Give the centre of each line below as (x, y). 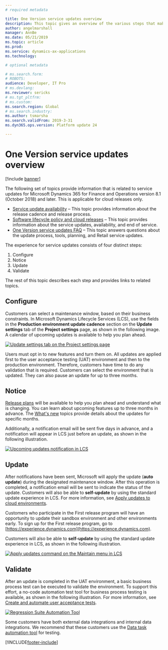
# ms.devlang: (20, 88)
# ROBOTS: (15, 79)
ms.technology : (21, 56)
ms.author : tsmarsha (27, 116)
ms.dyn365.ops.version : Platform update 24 (51, 125)
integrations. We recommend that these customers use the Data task (76, 627)
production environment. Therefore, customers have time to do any (74, 364)
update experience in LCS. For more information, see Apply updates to (78, 498)
